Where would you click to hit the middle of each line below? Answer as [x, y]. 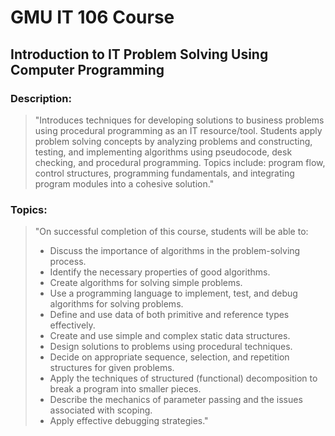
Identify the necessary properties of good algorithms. [160, 272]
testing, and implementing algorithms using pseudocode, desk [163, 152]
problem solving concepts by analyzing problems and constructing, [173, 141]
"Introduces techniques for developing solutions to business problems [179, 120]
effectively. [72, 325]
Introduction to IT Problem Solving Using [139, 54]
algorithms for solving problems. [116, 304]
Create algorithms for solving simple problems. [146, 283]
